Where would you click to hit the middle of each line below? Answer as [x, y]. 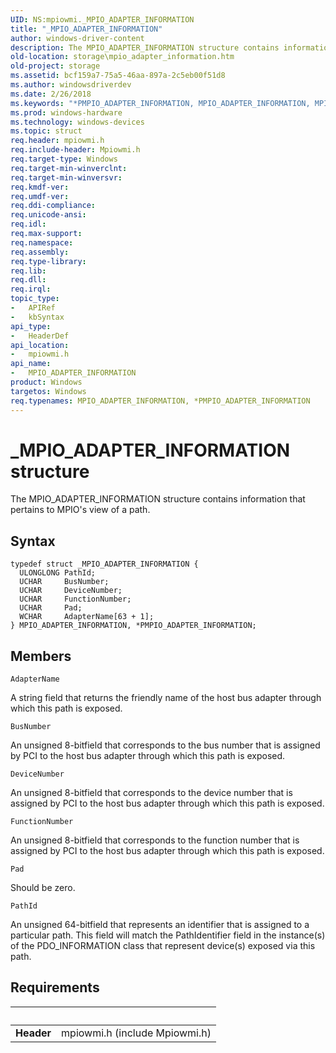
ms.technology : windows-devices [77, 122]
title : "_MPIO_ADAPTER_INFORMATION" [86, 29]
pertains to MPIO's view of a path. [80, 510]
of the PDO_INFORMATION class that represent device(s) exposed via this [163, 946]
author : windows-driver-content [77, 38]
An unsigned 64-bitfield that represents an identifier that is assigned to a [160, 925]
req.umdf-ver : [40, 196]
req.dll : [28, 280]
